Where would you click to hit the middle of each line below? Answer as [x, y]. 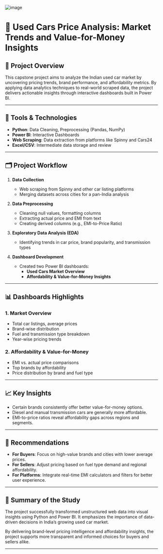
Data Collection [28, 179]
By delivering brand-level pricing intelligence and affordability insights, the [79, 532]
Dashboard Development [38, 257]
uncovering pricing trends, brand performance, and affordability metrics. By [81, 82]
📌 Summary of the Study [43, 500]
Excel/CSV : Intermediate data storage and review [62, 145]
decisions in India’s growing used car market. [64, 522]
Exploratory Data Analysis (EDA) [45, 233]
